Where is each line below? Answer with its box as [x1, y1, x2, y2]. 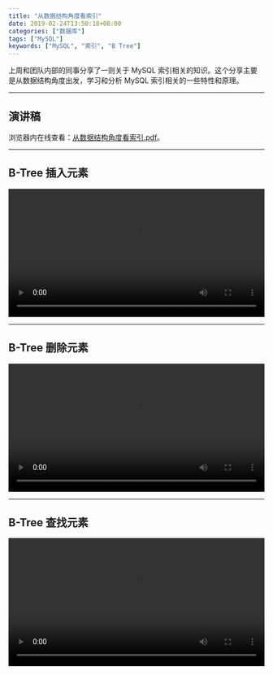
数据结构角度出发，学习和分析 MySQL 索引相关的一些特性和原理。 [22, 76, 244, 85]
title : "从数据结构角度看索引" [8, 11, 102, 20]
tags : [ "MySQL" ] [8, 34, 63, 43]
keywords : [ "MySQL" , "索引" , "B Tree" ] [8, 42, 141, 50]
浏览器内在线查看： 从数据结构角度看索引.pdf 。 [8, 132, 165, 142]
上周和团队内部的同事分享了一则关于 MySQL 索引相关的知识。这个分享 [8, 66, 244, 76]
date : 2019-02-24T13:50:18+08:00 [8, 20, 122, 28]
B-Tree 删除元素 [8, 341, 89, 355]
